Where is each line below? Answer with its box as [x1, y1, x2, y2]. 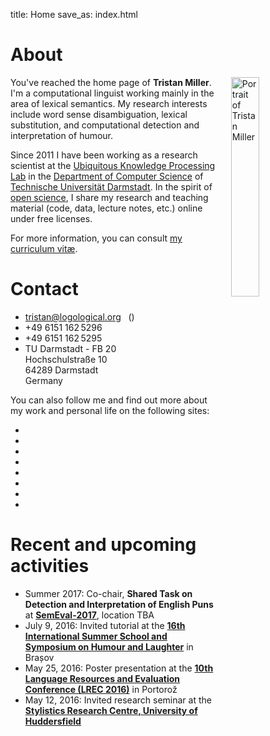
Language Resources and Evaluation [24, 672, 181, 684]
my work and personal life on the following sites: [10, 404, 210, 416]
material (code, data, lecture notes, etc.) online [10, 202, 203, 214]
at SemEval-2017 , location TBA [24, 609, 155, 621]
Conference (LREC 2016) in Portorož [24, 683, 178, 695]
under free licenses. [10, 212, 93, 224]
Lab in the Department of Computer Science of [10, 170, 204, 182]
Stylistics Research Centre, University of [24, 704, 198, 716]
